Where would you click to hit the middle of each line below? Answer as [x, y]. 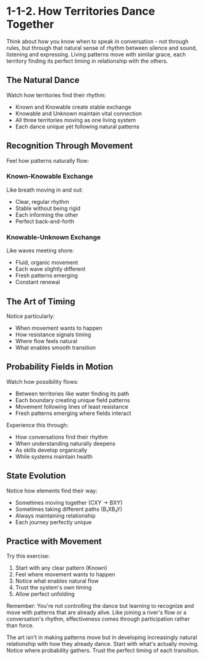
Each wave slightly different [50, 269]
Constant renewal [37, 282]
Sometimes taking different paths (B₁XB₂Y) [69, 509]
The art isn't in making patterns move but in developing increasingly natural [102, 637]
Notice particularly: [31, 316]
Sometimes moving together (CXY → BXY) [69, 502]
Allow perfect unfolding [45, 594]
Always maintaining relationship [56, 515]
